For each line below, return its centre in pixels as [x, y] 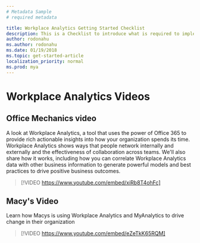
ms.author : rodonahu [32, 45]
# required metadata [32, 17]
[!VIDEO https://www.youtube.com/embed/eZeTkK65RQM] [93, 233]
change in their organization [41, 222]
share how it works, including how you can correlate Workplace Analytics [96, 158]
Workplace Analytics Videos [78, 96]
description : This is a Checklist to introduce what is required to [93, 33]
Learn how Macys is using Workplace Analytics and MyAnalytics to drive [95, 216]
